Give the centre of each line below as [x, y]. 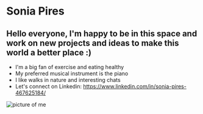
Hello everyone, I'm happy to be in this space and [102, 34]
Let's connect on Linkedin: [48, 86]
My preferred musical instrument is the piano [72, 73]
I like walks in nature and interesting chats [68, 80]
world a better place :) [49, 52]
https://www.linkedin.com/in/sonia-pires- [135, 86]
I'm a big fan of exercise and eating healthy [69, 67]
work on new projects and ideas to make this [93, 43]
